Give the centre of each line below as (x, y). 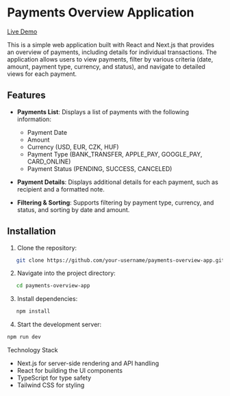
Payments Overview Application (101, 13)
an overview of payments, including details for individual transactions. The (112, 52)
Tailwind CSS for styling (51, 385)
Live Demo (22, 31)
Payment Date (47, 132)
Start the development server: (59, 325)
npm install (33, 312)
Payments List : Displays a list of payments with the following (103, 111)
